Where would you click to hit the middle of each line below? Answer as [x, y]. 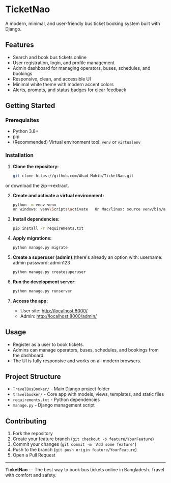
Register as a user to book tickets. [48, 344]
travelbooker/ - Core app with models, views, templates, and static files [88, 394]
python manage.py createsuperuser [49, 272]
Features [20, 45]
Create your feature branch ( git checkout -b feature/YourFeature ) [83, 439]
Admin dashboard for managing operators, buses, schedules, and [81, 68]
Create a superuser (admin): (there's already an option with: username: [88, 257]
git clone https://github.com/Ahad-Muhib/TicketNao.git [73, 176]
